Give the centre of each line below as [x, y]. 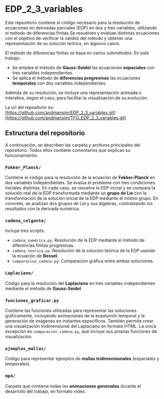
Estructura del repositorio [45, 133]
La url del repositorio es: [30, 107]
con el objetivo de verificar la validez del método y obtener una [69, 38]
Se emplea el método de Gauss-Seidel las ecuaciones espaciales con [83, 68]
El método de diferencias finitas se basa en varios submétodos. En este [77, 53]
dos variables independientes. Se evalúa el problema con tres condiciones [80, 183]
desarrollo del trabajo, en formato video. [46, 391]
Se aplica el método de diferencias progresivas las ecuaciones [76, 78]
